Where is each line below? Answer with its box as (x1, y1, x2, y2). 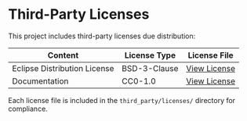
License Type (124, 49, 176, 60)
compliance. (8, 104, 49, 113)
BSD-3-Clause (121, 62, 179, 73)
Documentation (12, 76, 69, 87)
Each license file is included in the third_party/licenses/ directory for (8, 95, 236, 105)
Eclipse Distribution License (12, 62, 114, 73)
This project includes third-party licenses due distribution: (8, 31, 196, 41)
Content (47, 49, 79, 60)
